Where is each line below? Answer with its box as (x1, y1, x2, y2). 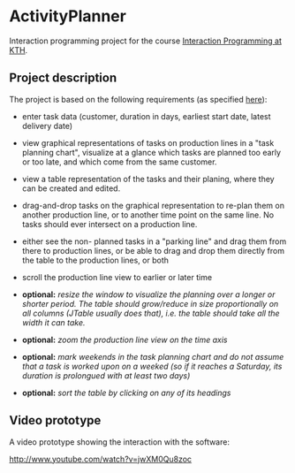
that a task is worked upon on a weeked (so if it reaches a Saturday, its (21, 361, 283, 371)
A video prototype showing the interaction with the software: (9, 436, 230, 447)
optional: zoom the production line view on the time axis (21, 334, 228, 345)
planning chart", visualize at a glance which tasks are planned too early (21, 147, 281, 157)
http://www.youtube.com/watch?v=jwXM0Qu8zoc (9, 454, 193, 464)
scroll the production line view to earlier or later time (21, 271, 213, 282)
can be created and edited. (21, 183, 121, 194)
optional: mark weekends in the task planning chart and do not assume (21, 351, 284, 362)
